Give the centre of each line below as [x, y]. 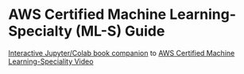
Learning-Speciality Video [51, 61]
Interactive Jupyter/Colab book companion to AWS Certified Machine [122, 53]
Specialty [41, 31]
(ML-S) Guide [120, 31]
